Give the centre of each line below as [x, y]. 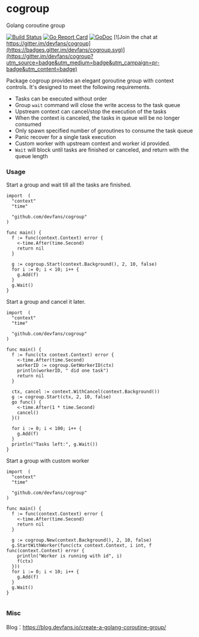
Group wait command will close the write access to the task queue [97, 105]
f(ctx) [25, 561]
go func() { [27, 402]
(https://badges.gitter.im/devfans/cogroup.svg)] [66, 49]
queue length [31, 156]
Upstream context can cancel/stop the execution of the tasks [90, 111]
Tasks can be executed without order [61, 99]
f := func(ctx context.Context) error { [63, 355]
